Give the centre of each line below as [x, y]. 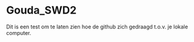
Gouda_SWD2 [41, 10]
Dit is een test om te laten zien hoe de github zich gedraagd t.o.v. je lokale [97, 27]
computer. [19, 33]
